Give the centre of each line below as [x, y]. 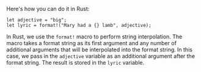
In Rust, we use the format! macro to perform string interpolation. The [94, 37]
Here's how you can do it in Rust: [48, 9]
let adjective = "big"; [37, 20]
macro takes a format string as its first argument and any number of [92, 43]
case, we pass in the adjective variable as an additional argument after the [101, 56]
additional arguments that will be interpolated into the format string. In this [99, 49]
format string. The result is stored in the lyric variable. [75, 63]
